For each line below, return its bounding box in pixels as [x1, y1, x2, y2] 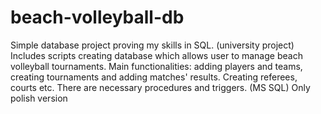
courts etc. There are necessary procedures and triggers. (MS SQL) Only [10, 81, 311, 93]
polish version [10, 92, 68, 104]
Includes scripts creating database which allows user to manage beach [10, 49, 303, 61]
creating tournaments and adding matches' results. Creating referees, [10, 71, 298, 83]
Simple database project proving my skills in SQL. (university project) [10, 39, 295, 51]
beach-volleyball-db [10, 6, 185, 29]
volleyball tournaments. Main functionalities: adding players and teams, [10, 60, 303, 72]
